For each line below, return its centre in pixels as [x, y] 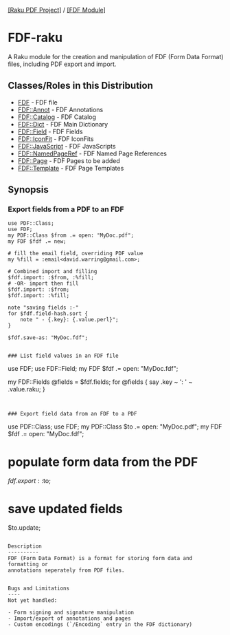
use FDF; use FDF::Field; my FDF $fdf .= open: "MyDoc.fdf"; [93, 369]
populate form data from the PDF [103, 462]
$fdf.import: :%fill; [39, 296]
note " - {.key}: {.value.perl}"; [69, 320]
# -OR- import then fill [43, 284]
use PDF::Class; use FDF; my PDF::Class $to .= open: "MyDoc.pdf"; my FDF [115, 427]
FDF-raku [35, 38]
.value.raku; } [26, 389]
